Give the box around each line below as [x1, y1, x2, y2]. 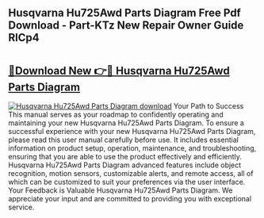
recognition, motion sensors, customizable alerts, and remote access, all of [8, 169, 254, 178]
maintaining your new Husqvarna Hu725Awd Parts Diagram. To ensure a [8, 118, 244, 128]
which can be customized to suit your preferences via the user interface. [8, 178, 246, 186]
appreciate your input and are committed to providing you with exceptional [8, 194, 252, 203]
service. [8, 202, 35, 212]
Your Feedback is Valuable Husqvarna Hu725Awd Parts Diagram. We [8, 185, 233, 195]
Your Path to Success [173, 101, 244, 110]
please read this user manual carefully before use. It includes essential [8, 135, 239, 144]
